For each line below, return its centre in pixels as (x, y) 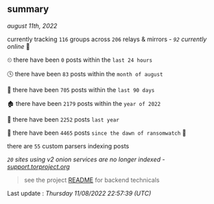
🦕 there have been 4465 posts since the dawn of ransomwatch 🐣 (97, 133)
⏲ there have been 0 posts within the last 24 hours (80, 60)
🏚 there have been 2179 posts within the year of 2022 (84, 103)
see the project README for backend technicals (92, 180)
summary (28, 9)
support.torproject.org (38, 166)
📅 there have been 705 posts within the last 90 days (81, 89)
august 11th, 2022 (32, 25)
